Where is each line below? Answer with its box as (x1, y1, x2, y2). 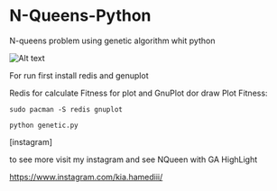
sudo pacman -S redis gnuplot (9, 105, 124, 114)
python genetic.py (9, 121, 78, 130)
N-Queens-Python (9, 5, 152, 26)
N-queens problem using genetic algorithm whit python (9, 35, 216, 46)
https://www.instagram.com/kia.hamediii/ (9, 171, 163, 182)
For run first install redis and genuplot (9, 69, 149, 81)
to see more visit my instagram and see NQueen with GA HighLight (9, 154, 258, 165)
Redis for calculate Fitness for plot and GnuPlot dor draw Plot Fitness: (9, 87, 268, 98)
